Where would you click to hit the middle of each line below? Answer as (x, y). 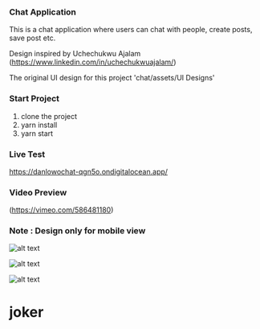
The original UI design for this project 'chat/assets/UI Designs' (112, 78)
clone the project (49, 116)
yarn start (37, 133)
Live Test (27, 154)
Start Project (34, 99)
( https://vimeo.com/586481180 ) (61, 210)
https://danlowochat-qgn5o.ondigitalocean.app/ (88, 171)
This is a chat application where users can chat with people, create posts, (131, 30)
